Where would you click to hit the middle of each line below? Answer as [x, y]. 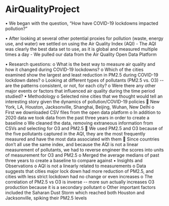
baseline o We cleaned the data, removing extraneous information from [79, 123]
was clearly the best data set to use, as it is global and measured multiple [81, 49]
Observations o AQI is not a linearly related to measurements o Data [76, 166]
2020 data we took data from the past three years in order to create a [77, 117]
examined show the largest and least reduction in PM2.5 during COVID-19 [82, 75]
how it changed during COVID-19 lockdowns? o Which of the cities [74, 70]
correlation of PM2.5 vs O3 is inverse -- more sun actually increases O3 [80, 182]
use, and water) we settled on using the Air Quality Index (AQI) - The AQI [81, 43]
